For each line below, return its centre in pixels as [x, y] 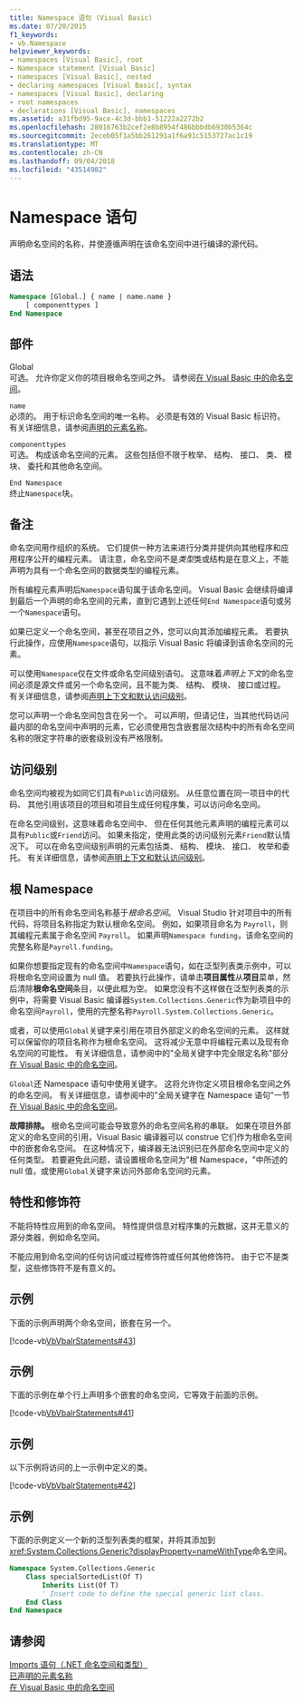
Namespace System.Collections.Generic [82, 1569]
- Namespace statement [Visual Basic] [82, 69]
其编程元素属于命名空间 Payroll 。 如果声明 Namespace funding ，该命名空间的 [151, 935]
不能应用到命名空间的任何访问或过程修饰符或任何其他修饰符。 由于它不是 [145, 1256]
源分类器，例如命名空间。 [57, 1237]
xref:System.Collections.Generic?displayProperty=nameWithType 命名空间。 [151, 1551]
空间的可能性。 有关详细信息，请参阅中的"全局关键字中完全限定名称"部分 [152, 1053]
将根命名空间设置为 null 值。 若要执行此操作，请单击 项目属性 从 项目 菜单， [146, 977]
